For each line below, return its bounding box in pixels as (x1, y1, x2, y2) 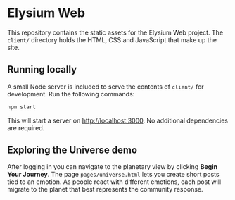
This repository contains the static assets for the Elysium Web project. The (7, 28, 224, 37)
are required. (7, 123, 45, 132)
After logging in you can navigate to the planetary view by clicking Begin (7, 163, 218, 171)
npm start (7, 104, 37, 111)
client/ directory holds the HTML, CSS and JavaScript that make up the (7, 35, 217, 44)
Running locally (7, 63, 77, 75)
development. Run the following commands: (7, 89, 135, 98)
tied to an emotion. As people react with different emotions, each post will (7, 177, 222, 186)
